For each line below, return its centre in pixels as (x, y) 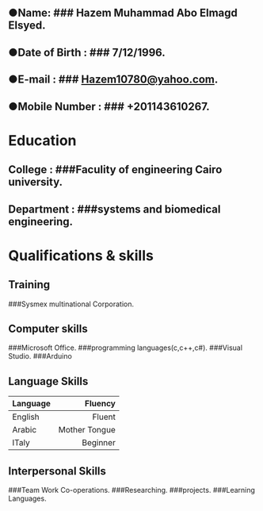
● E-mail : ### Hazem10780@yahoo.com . (113, 80)
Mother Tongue (87, 430)
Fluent (104, 417)
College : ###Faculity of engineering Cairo (115, 170)
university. (36, 182)
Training (29, 285)
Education (42, 140)
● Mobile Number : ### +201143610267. (109, 106)
